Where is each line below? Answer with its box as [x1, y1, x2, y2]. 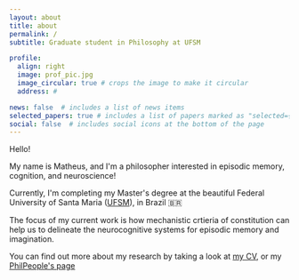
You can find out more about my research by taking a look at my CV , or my [9, 251, 282, 262]
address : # [17, 86, 58, 96]
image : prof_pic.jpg [17, 70, 93, 80]
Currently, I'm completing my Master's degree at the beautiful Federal [9, 188, 265, 198]
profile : [9, 54, 42, 63]
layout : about [9, 12, 62, 22]
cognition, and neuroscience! [9, 171, 117, 181]
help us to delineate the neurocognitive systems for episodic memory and [9, 224, 279, 236]
